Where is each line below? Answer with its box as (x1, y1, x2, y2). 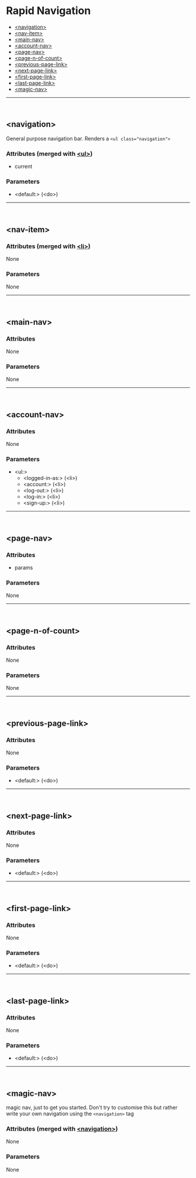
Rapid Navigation (6, 4, 91, 18)
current (14, 163, 33, 170)
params (14, 564, 33, 571)
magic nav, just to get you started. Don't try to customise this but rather (6, 1104, 178, 1111)
